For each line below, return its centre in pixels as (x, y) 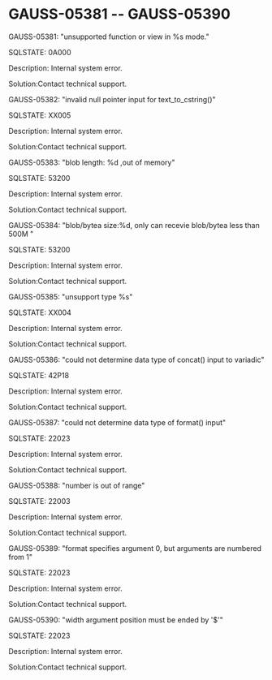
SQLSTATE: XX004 (40, 312)
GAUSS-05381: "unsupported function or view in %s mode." (109, 37)
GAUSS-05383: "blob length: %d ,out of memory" (92, 162)
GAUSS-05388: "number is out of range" (77, 485)
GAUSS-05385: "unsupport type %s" (71, 296)
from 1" (21, 557)
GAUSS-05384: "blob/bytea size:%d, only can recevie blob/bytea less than (134, 225)
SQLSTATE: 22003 (39, 501)
